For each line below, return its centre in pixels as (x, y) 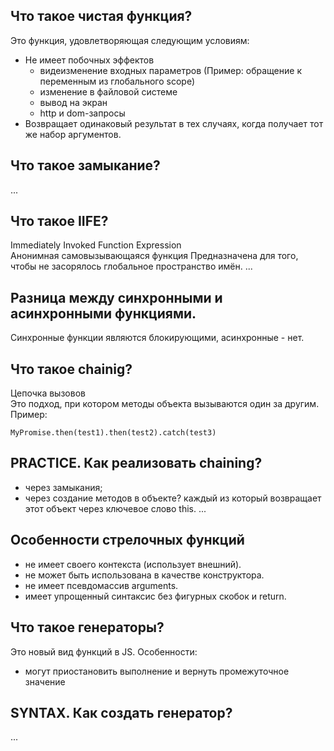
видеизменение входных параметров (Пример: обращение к (170, 70)
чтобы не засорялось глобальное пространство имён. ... (131, 266)
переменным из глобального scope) (117, 81)
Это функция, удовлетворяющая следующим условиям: (130, 40)
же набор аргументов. (73, 134)
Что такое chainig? (71, 369)
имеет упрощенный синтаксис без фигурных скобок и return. (155, 596)
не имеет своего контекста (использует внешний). (133, 564)
